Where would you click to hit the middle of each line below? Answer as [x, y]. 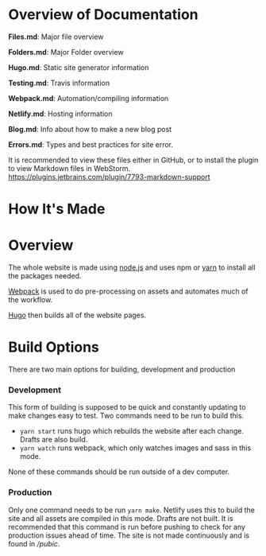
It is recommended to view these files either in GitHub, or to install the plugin [133, 160]
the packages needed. [45, 276]
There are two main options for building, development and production [122, 369]
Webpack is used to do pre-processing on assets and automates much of [128, 291]
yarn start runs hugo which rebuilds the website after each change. [132, 431]
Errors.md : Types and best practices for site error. [91, 144]
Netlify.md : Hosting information [60, 114]
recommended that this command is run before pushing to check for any [127, 527]
